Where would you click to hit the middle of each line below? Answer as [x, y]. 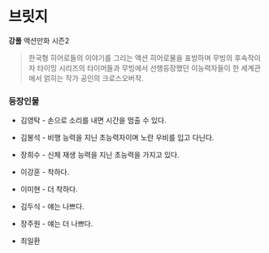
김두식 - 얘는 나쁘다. [52, 207]
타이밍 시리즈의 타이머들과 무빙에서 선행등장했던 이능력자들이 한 [138, 68]
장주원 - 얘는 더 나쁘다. [56, 224]
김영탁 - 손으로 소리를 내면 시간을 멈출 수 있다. [93, 120]
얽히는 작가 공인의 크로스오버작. [93, 78]
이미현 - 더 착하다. [49, 189]
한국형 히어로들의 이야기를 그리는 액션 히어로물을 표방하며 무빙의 [130, 58]
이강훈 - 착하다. [45, 172]
